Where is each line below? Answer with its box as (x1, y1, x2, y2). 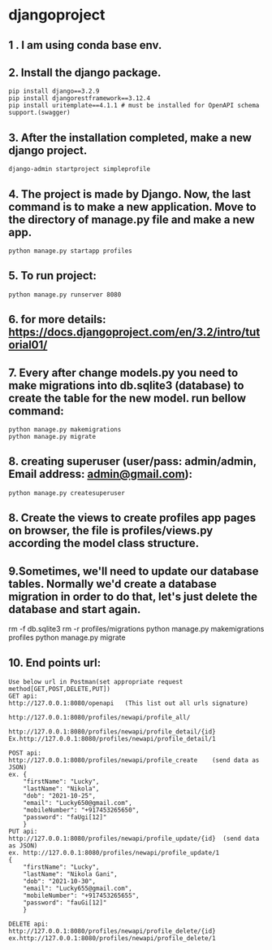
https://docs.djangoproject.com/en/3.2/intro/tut (8, 326, 261, 339)
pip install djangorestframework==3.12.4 (8, 94, 151, 103)
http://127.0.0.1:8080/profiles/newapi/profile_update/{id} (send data (8, 834, 260, 843)
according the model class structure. (8, 536, 200, 550)
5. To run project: (8, 269, 97, 282)
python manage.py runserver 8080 (8, 291, 122, 299)
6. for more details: (8, 313, 107, 326)
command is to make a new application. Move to (8, 199, 257, 213)
